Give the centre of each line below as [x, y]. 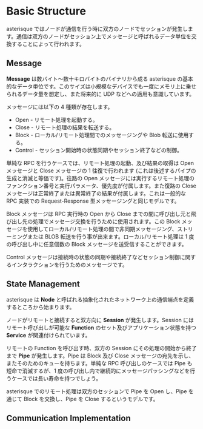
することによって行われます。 [48, 44]
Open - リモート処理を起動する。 [56, 120]
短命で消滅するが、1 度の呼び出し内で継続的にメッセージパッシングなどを [98, 371]
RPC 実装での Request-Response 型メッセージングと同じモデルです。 [93, 201]
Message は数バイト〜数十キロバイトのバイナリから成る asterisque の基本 [100, 79]
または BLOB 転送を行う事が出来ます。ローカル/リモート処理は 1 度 [111, 236]
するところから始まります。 [41, 307]
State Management [43, 284]
